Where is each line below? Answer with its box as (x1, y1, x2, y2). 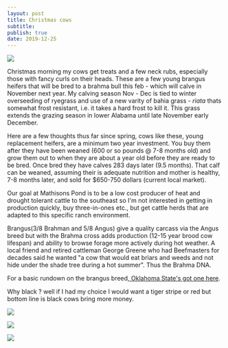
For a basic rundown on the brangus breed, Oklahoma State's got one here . (7, 274, 221, 283)
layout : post (7, 10, 45, 17)
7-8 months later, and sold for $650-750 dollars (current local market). (7, 176, 207, 184)
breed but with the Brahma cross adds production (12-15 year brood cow (7, 232, 213, 240)
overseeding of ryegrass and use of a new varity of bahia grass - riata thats (7, 97, 222, 105)
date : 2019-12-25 (7, 36, 57, 43)
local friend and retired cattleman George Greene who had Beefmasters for (7, 246, 220, 254)
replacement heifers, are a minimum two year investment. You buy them (7, 139, 211, 148)
